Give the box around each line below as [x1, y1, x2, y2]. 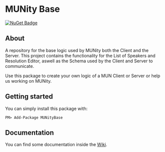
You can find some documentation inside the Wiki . [5, 142, 108, 148]
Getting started [5, 93, 53, 101]
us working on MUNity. [5, 78, 52, 84]
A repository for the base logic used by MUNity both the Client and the [5, 47, 149, 53]
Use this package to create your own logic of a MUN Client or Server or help [5, 73, 161, 79]
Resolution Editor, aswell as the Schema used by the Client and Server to [5, 58, 153, 64]
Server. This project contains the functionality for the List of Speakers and [5, 52, 156, 58]
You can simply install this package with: [5, 105, 88, 111]
